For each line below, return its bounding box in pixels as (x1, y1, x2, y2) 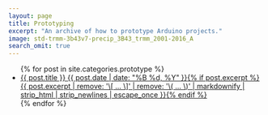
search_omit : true (8, 42, 70, 50)
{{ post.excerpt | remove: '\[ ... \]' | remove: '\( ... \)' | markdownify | (19, 82, 245, 92)
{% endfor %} (19, 99, 67, 109)
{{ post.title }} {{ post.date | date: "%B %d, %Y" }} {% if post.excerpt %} (19, 73, 261, 83)
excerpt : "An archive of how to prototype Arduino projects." (8, 27, 223, 35)
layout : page (8, 11, 53, 20)
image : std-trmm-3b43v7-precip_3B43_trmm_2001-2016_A (8, 34, 194, 43)
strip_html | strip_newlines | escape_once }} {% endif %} (19, 90, 208, 100)
